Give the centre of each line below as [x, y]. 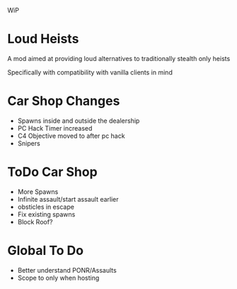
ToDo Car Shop [52, 172]
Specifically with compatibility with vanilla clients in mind [90, 72]
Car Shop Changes [64, 101]
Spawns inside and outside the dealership [79, 121]
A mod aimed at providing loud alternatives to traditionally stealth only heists [119, 58]
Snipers [29, 143]
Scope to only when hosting [58, 278]
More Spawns [38, 192]
